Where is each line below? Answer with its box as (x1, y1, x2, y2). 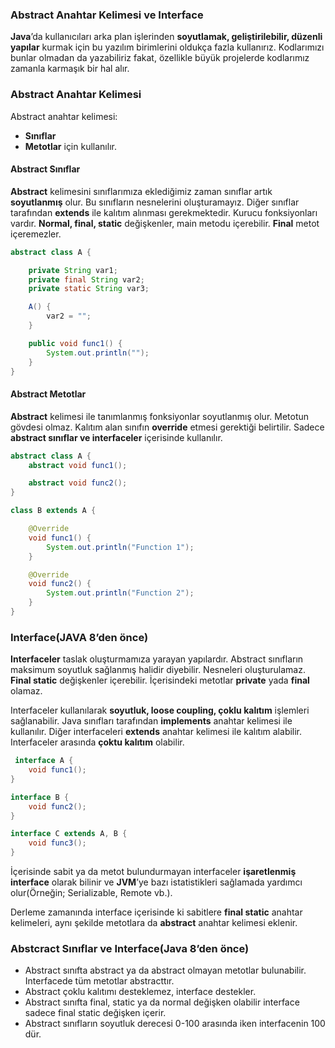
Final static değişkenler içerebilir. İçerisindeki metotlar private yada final (10, 674, 310, 687)
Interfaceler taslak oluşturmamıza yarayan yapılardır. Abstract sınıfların (10, 653, 304, 665)
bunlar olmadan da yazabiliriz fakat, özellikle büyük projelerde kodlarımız (10, 52, 310, 64)
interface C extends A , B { (10, 829, 128, 839)
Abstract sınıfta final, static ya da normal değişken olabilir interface (24, 996, 300, 1008)
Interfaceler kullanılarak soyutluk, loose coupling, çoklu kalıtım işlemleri (10, 704, 310, 717)
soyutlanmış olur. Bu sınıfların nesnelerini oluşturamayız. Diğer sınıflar (10, 196, 300, 208)
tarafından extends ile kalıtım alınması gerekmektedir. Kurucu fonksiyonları (10, 206, 318, 218)
